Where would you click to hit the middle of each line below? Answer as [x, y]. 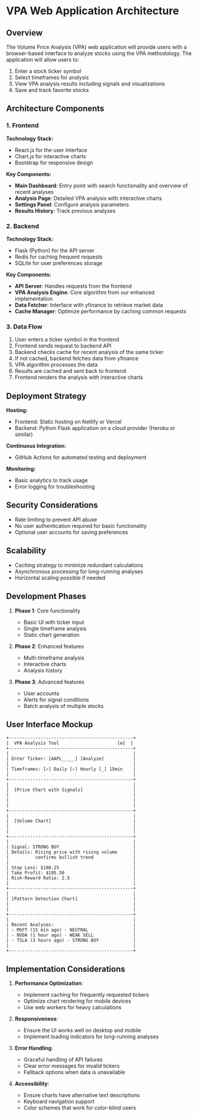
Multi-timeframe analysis [54, 658]
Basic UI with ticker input [54, 622]
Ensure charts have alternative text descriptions [82, 1095]
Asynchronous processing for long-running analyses [79, 571]
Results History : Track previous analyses [65, 211]
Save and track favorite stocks [52, 90]
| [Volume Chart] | [71, 821]
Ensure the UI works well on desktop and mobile [82, 1031]
